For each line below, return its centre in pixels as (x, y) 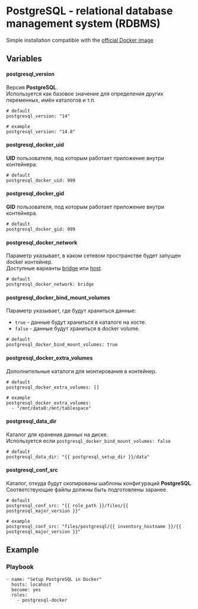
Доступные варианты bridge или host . (54, 268)
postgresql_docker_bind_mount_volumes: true (62, 345)
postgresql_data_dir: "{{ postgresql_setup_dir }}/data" (78, 457)
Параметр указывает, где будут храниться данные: (71, 311)
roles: (20, 595)
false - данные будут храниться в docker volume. (77, 329)
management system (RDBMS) (84, 24)
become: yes (26, 590)
